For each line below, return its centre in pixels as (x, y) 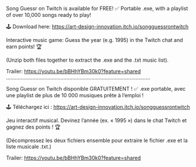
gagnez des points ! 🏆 (33, 127)
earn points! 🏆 (24, 47)
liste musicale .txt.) (29, 147)
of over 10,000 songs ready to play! (49, 15)
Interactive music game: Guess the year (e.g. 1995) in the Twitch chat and (94, 40)
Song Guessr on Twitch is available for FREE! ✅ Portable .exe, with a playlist (97, 8)
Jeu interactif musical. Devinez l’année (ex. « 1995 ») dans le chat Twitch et (97, 120)
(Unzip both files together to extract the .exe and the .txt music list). (87, 60)
